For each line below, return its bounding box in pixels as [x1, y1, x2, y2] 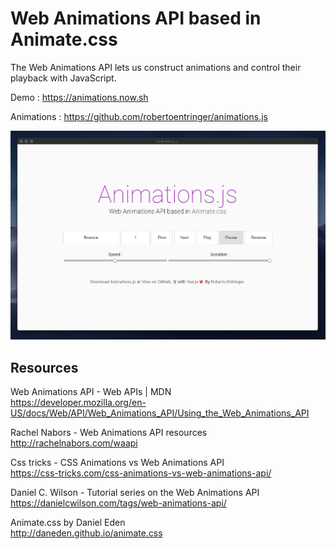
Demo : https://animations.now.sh [10, 91, 149, 103]
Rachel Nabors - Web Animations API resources [10, 427, 208, 439]
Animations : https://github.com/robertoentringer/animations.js [10, 110, 268, 122]
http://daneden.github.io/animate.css [10, 527, 163, 539]
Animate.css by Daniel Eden [10, 517, 126, 529]
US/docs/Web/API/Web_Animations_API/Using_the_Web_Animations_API [10, 407, 310, 419]
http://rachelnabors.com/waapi [10, 437, 138, 449]
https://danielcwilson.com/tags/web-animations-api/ [10, 497, 227, 509]
